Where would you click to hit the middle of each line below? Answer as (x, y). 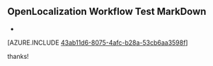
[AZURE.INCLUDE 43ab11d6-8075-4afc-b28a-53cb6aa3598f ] (98, 43)
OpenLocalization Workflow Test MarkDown (107, 12)
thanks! (18, 56)
